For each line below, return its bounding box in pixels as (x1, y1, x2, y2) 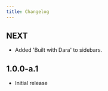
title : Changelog (6, 8, 50, 15)
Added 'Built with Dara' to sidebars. (14, 46, 103, 54)
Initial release (14, 80, 48, 87)
